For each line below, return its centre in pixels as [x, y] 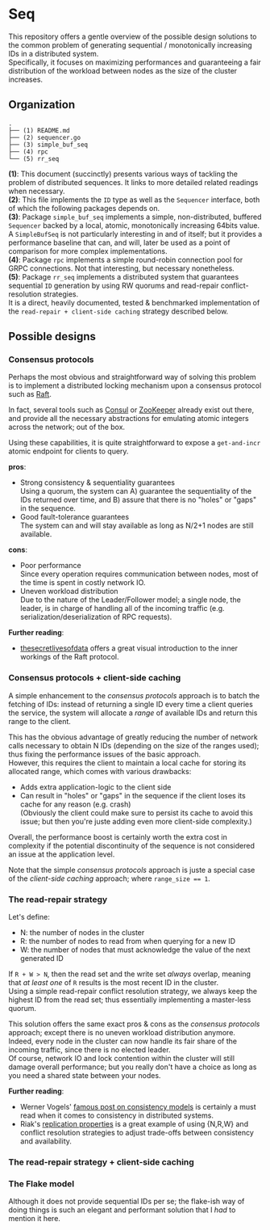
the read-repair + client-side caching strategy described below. [118, 311]
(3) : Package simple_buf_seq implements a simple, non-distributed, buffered [135, 217]
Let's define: [29, 917]
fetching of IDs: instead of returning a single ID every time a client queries [131, 704]
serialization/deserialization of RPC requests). [96, 617]
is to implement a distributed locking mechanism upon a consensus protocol [135, 385]
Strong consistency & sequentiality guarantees [98, 482]
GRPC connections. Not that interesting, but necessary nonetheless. [122, 268]
